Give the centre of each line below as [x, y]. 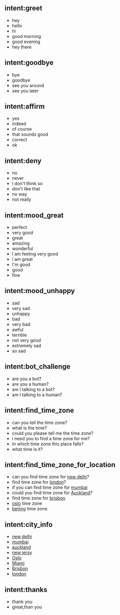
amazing [21, 243]
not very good [26, 340]
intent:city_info [29, 525]
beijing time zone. [30, 509]
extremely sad [26, 346]
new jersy [22, 552]
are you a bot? [27, 379]
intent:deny [23, 161]
